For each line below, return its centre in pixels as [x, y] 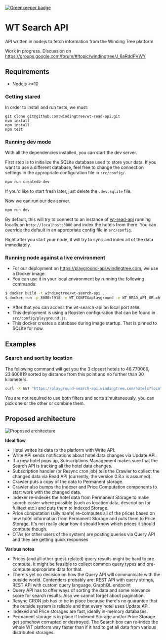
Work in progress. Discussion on [38, 51]
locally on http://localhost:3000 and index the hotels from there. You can [81, 225]
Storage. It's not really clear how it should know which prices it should [84, 524]
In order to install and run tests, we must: [47, 107]
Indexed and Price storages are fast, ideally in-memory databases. [80, 611]
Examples [21, 344]
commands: [24, 284]
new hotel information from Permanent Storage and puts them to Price [84, 518]
